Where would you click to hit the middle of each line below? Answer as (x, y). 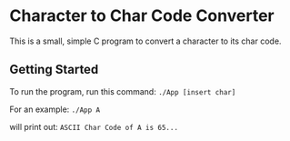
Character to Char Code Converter (142, 16)
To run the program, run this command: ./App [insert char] (123, 91)
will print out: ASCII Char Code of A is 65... (94, 126)
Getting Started (54, 70)
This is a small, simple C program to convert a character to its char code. (145, 41)
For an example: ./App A (55, 109)
